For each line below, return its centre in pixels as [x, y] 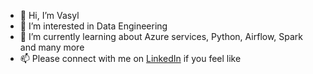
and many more [52, 47]
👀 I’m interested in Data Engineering [93, 26]
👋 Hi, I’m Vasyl [49, 15]
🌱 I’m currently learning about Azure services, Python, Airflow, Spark [161, 36]
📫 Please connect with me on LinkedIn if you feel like [130, 58]
